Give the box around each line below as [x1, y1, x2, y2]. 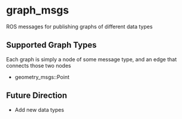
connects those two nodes [6, 62, 71, 69]
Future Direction [6, 91, 68, 101]
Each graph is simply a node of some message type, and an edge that [6, 55, 177, 62]
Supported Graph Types [6, 40, 97, 50]
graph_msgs [6, 4, 69, 17]
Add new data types [14, 106, 64, 113]
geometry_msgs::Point [14, 73, 70, 80]
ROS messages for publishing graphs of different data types [6, 23, 153, 30]
